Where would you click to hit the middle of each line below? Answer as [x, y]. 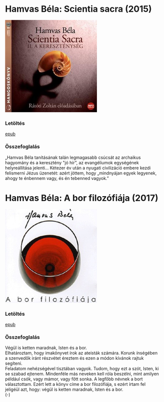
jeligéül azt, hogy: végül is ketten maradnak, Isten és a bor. [64, 389]
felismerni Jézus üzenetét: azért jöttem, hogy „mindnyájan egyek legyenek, [81, 173]
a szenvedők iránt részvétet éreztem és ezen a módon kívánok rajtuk [74, 358]
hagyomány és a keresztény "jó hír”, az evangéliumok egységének [72, 162]
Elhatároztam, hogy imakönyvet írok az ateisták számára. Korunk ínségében [81, 353]
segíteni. [14, 363]
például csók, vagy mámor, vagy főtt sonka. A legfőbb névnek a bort [74, 379]
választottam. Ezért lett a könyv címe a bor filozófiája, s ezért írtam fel [75, 384]
